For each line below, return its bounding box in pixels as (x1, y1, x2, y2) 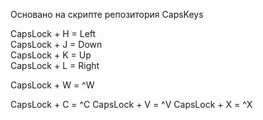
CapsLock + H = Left (10, 28, 97, 39)
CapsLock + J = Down (10, 39, 103, 50)
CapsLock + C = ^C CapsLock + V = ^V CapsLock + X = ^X (10, 99, 253, 110)
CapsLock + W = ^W (10, 79, 95, 91)
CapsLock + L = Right (10, 60, 100, 71)
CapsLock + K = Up (10, 49, 92, 61)
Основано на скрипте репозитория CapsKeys (10, 9, 204, 20)
